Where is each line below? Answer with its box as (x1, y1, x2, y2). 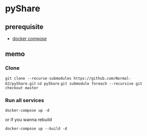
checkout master (5, 85, 38, 90)
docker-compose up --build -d (5, 126, 68, 131)
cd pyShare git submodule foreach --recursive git (37, 81, 143, 86)
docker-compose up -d (5, 108, 50, 113)
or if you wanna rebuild (5, 116, 52, 122)
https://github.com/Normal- (73, 76, 132, 81)
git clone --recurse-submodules (5, 76, 72, 81)
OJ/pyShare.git (5, 81, 37, 86)
